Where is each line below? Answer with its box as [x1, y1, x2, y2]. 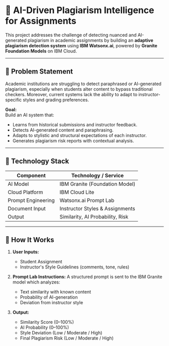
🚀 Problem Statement [5, 67, 73, 76]
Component [17, 172, 46, 179]
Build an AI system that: [5, 112, 54, 118]
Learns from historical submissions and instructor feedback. [12, 121, 137, 127]
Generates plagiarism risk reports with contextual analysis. [12, 137, 134, 144]
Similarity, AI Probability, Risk [59, 213, 129, 220]
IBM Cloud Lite [59, 188, 95, 195]
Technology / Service [71, 172, 124, 179]
